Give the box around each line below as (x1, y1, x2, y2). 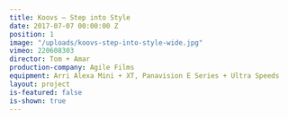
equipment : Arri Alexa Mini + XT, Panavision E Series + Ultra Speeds (9, 72, 280, 81)
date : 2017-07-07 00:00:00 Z (9, 21, 119, 30)
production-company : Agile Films (9, 64, 135, 72)
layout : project (9, 80, 70, 89)
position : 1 (9, 30, 54, 38)
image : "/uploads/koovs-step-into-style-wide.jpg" (9, 38, 203, 47)
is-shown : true (9, 96, 67, 106)
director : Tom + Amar (9, 55, 91, 64)
